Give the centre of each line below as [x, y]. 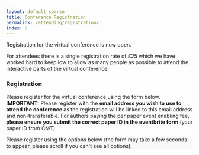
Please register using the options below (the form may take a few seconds [97, 140]
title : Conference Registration [46, 17]
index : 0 [17, 28]
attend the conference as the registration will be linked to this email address [99, 109]
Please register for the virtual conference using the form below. [84, 97]
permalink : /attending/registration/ [53, 22]
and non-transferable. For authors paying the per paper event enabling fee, [98, 116]
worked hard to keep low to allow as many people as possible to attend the [97, 62]
